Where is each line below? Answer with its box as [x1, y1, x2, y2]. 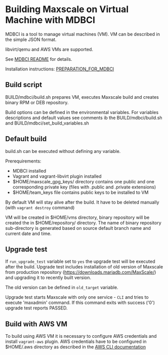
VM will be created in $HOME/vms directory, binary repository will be [5, 214, 150, 220]
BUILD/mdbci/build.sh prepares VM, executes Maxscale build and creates [5, 94, 159, 100]
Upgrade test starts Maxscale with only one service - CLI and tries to [5, 294, 149, 300]
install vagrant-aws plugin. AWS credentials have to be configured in [5, 338, 147, 345]
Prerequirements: [5, 158, 41, 164]
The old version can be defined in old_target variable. [5, 285, 118, 291]
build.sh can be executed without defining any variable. [5, 148, 121, 154]
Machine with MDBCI [5, 14, 95, 26]
